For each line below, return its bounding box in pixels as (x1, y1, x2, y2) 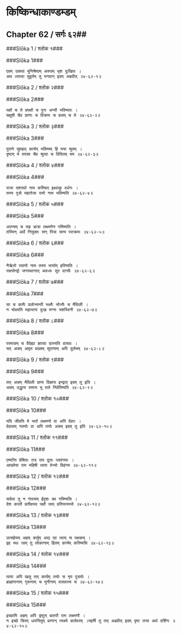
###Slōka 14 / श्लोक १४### (6, 550, 69, 558)
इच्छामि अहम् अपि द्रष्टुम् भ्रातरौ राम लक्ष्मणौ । (6, 613, 86, 619)
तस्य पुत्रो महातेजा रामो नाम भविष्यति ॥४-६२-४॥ (6, 190, 93, 196)
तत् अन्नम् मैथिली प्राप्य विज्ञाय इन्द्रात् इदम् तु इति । (6, 379, 96, 385)
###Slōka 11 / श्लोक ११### (6, 434, 68, 441)
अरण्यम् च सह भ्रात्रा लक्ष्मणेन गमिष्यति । (6, 224, 77, 230)
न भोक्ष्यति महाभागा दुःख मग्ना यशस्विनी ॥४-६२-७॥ (6, 307, 98, 313)
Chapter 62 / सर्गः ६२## (6, 29, 87, 39)
